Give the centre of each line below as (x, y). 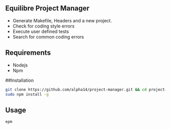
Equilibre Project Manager (47, 8)
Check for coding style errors (44, 26)
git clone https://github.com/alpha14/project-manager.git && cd (76, 89)
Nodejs (20, 65)
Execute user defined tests (41, 31)
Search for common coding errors (48, 37)
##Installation (20, 80)
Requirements (28, 53)
